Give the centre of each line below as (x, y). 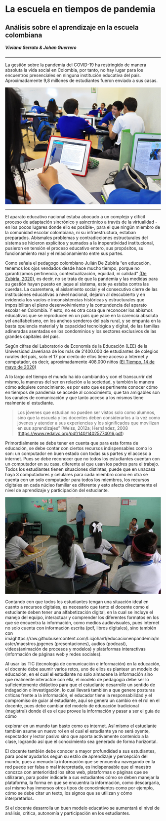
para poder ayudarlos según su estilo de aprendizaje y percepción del (76, 756)
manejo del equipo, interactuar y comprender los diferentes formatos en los (82, 617)
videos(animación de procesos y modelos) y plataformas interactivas (75, 649)
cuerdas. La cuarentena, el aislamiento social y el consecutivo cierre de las (82, 289)
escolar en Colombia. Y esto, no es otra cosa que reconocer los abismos (79, 310)
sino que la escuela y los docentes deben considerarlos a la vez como (89, 417)
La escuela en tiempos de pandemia (80, 9)
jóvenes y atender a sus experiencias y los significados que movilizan (88, 423)
